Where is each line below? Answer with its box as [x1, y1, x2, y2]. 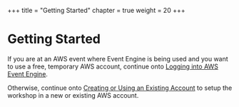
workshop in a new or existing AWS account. [7, 91, 139, 99]
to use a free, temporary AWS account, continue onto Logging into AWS [7, 62, 219, 71]
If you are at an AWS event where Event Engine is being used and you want [7, 54, 228, 63]
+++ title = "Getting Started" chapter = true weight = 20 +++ [7, 6, 185, 14]
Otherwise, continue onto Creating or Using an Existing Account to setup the [7, 83, 233, 92]
